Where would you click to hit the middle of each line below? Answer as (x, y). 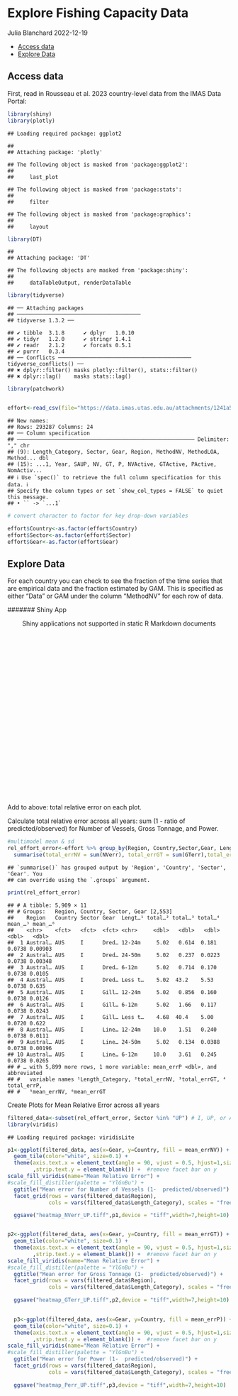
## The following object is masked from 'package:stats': (95, 190)
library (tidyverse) (36, 295)
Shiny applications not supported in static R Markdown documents (119, 623)
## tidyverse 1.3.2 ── (41, 321)
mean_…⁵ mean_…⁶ (31, 924)
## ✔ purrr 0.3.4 (36, 352)
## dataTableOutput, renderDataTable (69, 283)
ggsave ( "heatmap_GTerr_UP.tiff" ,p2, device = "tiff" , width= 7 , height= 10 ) (122, 1300)
